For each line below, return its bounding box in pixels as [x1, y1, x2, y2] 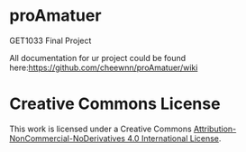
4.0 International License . [127, 132, 222, 144]
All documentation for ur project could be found [9, 52, 187, 63]
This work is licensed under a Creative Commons [9, 123, 192, 134]
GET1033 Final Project [9, 35, 92, 46]
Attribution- [193, 123, 237, 134]
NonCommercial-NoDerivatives [9, 132, 126, 144]
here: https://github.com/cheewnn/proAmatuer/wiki [9, 62, 198, 73]
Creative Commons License [9, 94, 221, 114]
